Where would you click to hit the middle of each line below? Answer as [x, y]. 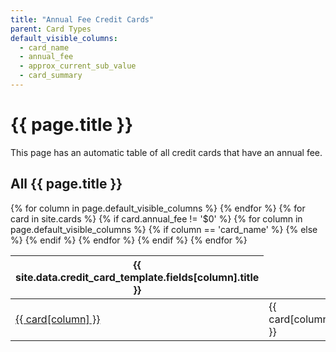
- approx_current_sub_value [78, 66]
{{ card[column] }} [58, 319]
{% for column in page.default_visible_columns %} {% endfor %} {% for [158, 208]
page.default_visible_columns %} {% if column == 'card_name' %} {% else [164, 229]
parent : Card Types [51, 29]
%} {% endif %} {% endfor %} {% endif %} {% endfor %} [129, 240]
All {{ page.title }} [66, 184]
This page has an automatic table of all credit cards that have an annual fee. [166, 152]
